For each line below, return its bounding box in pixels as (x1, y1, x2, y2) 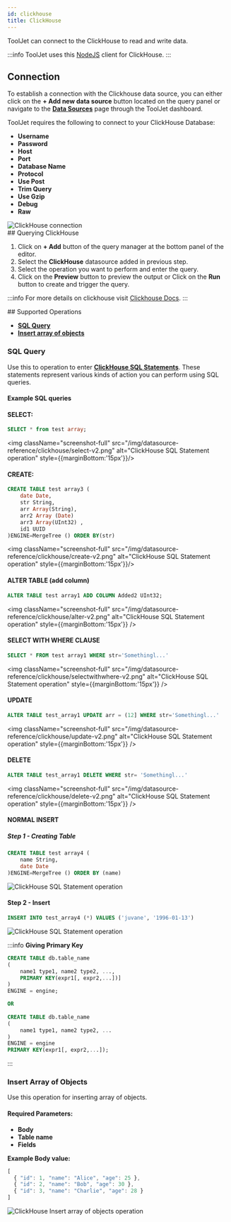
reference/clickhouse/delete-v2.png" (7, 791, 116, 800)
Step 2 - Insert (7, 899, 51, 907)
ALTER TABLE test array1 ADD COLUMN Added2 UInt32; (7, 591, 162, 599)
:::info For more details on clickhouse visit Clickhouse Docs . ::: (7, 294, 189, 302)
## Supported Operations (7, 308, 82, 316)
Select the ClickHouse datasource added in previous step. (17, 257, 189, 266)
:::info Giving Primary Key (7, 940, 83, 949)
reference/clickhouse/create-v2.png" (7, 552, 117, 561)
